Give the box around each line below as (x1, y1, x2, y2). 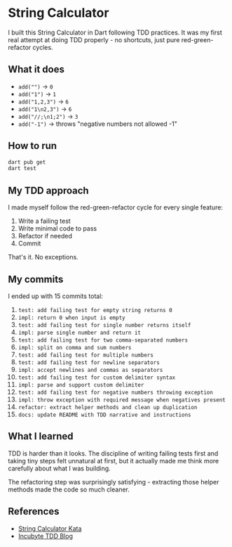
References (8, 506, 60, 517)
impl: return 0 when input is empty (18, 314, 125, 321)
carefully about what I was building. (8, 464, 111, 472)
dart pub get (8, 158, 46, 166)
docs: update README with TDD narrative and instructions (18, 411, 191, 418)
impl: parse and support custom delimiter (18, 381, 144, 388)
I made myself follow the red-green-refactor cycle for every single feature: (8, 203, 224, 212)
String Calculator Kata (18, 524, 82, 532)
